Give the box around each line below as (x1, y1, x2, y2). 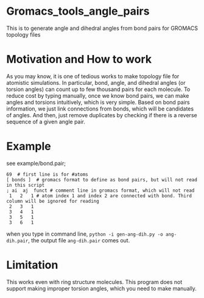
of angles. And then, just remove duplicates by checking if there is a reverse (6, 111, 197, 118)
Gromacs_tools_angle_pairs (6, 4, 150, 18)
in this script (6, 182, 45, 188)
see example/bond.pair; (6, 159, 66, 167)
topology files (6, 31, 41, 38)
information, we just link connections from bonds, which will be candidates (6, 105, 194, 112)
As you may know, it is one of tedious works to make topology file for (6, 72, 180, 80)
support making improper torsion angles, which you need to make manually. (6, 285, 197, 292)
